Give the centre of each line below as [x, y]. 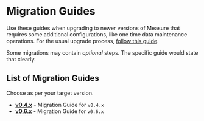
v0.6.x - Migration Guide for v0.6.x [59, 111]
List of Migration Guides [53, 78]
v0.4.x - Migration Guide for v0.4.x [60, 105]
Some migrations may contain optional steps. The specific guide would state [102, 52]
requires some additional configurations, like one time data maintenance [97, 34]
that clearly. [21, 59]
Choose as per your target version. [50, 93]
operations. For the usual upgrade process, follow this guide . [83, 41]
